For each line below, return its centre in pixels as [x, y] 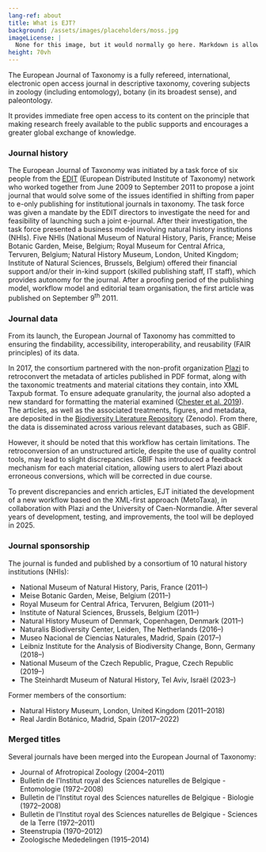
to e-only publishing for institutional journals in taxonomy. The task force [126, 204]
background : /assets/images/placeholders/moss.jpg [93, 30]
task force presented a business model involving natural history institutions [131, 229]
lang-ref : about [35, 15]
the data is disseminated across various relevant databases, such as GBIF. [129, 427]
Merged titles [34, 739]
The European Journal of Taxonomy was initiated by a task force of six [123, 171]
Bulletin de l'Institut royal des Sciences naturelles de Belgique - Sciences [139, 814]
